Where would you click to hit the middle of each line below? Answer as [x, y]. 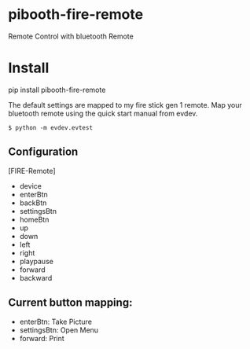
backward [36, 277]
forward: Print [42, 338]
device [30, 186]
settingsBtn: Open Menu [59, 330]
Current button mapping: [70, 303]
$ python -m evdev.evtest [50, 127]
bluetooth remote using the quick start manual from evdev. [103, 113]
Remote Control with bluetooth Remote [71, 36]
